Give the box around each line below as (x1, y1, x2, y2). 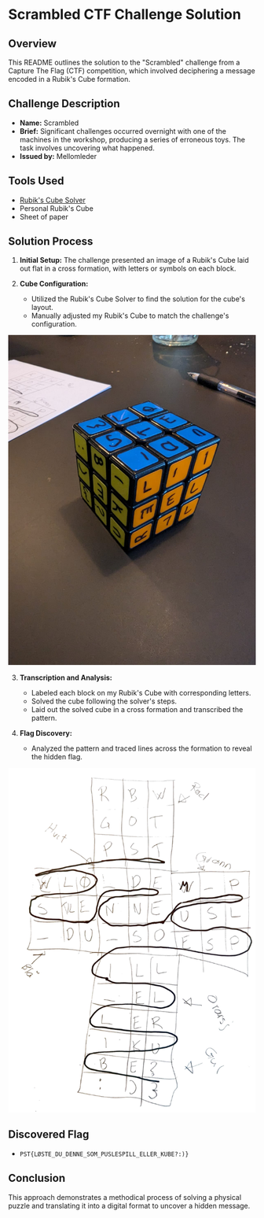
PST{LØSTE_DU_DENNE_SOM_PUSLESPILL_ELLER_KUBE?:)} (19, 1150, 189, 1158)
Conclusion (8, 1172, 66, 1185)
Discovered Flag (8, 1128, 90, 1142)
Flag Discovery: (19, 728, 72, 737)
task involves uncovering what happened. (19, 143, 155, 153)
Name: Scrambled (19, 118, 79, 127)
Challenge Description (8, 97, 120, 111)
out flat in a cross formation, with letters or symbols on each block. (19, 264, 236, 273)
